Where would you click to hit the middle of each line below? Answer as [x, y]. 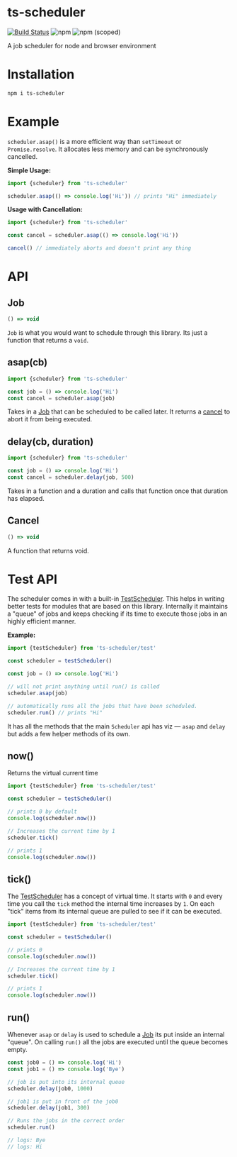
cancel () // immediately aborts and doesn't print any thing [99, 248]
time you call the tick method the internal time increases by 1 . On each [111, 904]
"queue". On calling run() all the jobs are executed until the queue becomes [118, 1042]
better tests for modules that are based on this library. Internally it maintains [118, 607]
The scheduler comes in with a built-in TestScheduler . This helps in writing [116, 599]
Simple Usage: [29, 170]
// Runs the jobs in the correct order [66, 1121]
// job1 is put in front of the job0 [63, 1101]
